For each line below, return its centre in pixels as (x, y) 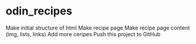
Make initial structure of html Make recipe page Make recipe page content (98, 28)
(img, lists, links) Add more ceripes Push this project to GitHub (83, 34)
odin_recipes (39, 11)
